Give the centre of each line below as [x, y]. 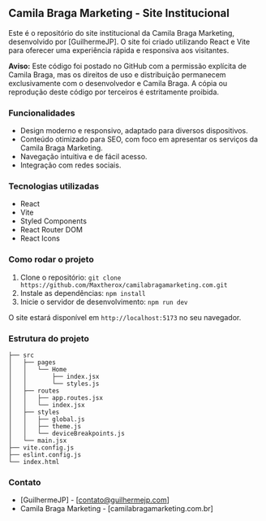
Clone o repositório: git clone [71, 277]
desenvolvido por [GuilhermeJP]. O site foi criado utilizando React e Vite [129, 41]
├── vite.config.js [41, 448]
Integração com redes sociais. [71, 165]
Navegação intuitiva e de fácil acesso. [84, 157]
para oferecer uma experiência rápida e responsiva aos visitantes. [119, 50]
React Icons [40, 238]
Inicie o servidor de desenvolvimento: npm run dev [104, 302]
